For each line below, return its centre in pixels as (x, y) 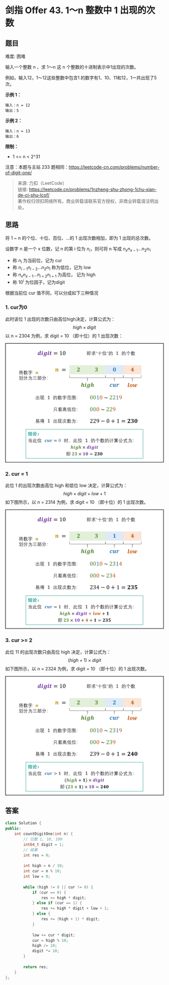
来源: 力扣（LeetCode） (42, 183)
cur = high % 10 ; (50, 940)
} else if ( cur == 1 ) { (57, 903)
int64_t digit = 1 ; (44, 844)
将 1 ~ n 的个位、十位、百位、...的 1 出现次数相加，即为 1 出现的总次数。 (79, 238)
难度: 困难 (15, 56)
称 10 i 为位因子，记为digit (39, 282)
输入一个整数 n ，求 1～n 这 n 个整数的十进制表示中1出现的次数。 (72, 67)
